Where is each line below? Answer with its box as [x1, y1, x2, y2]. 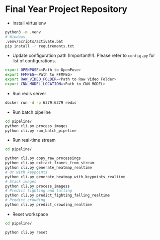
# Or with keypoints [5, 170, 48, 175]
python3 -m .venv [5, 29, 41, 34]
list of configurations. [12, 58, 56, 64]
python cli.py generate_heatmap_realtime [5, 165, 92, 170]
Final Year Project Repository [5, 3, 128, 15]
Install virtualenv [12, 20, 46, 26]
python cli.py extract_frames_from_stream [5, 161, 94, 166]
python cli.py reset [5, 230, 48, 235]
